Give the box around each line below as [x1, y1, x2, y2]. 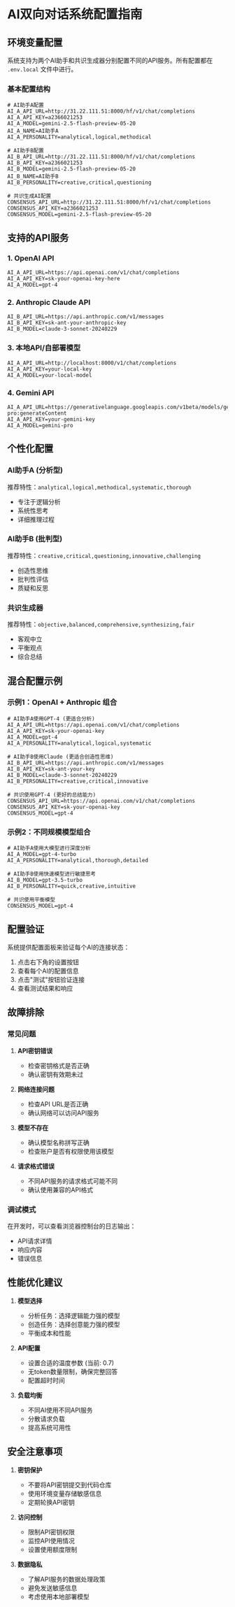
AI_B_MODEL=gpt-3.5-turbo [7, 877, 83, 884]
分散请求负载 [27, 1414, 65, 1423]
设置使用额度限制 [27, 1545, 78, 1553]
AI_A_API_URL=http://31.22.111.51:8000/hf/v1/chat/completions [7, 108, 196, 115]
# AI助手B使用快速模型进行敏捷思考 [7, 871, 97, 878]
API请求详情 [17, 1236, 52, 1245]
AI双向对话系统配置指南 [7, 6, 143, 22]
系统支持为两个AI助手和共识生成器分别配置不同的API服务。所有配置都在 [7, 57, 213, 64]
